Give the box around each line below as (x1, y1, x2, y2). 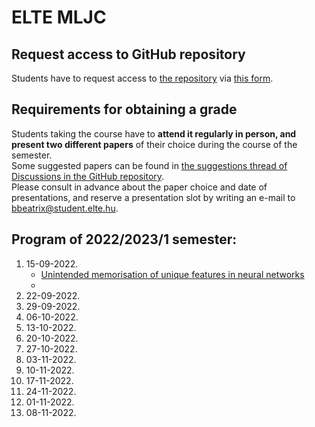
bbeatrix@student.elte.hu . (11, 202, 119, 214)
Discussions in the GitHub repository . (11, 170, 165, 182)
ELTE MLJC (11, 6, 107, 29)
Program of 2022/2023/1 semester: (11, 231, 238, 248)
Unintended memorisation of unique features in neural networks (40, 268, 305, 280)
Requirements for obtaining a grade (11, 101, 238, 118)
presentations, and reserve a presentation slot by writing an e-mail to (11, 191, 296, 203)
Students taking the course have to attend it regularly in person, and (11, 127, 297, 140)
